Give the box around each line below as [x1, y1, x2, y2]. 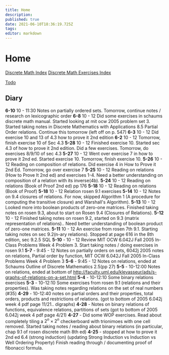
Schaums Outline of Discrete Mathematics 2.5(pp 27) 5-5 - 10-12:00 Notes [5, 263, 160, 269]
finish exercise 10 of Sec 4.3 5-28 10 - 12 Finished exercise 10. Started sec [5, 140, 160, 146]
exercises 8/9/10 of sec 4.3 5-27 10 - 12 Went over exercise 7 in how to [5, 150, 153, 156]
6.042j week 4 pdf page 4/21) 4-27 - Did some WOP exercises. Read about [5, 312, 162, 318]
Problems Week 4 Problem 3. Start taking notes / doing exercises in [18, 242, 158, 248]
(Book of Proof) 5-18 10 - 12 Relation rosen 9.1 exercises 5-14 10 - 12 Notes [5, 188, 161, 194]
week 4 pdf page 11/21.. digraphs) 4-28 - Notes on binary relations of [5, 301, 150, 307]
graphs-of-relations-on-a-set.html [5, 274, 77, 280]
